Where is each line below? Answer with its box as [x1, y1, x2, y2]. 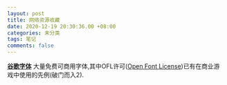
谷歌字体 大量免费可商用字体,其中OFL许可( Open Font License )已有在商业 [7, 62, 214, 70]
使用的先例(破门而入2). [19, 70, 84, 79]
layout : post [7, 10, 45, 17]
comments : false [7, 42, 54, 49]
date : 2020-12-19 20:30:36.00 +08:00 [7, 23, 116, 30]
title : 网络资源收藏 [7, 17, 60, 23]
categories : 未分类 [7, 29, 60, 37]
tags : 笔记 [7, 36, 37, 43]
